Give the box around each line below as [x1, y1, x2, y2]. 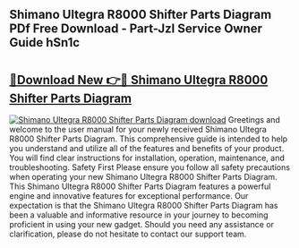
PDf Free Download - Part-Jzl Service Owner [9, 21, 262, 37]
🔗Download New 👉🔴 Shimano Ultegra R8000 [9, 72, 269, 88]
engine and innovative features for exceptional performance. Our [9, 191, 249, 201]
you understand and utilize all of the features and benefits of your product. [9, 143, 285, 153]
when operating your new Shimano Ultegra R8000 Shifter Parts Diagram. [9, 172, 278, 182]
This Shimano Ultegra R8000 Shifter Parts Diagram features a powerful [9, 181, 271, 192]
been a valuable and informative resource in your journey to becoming [9, 210, 269, 220]
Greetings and [227, 115, 280, 124]
